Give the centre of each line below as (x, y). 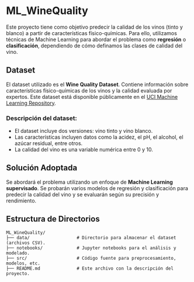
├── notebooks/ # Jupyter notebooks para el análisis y (91, 248)
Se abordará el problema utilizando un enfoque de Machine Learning (90, 182)
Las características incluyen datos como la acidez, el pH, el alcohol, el (99, 137)
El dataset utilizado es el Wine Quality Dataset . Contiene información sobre (97, 84)
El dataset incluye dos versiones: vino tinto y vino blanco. (84, 131)
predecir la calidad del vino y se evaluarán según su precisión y (83, 194)
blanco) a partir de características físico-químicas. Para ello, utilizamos (91, 33)
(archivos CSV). (26, 243)
